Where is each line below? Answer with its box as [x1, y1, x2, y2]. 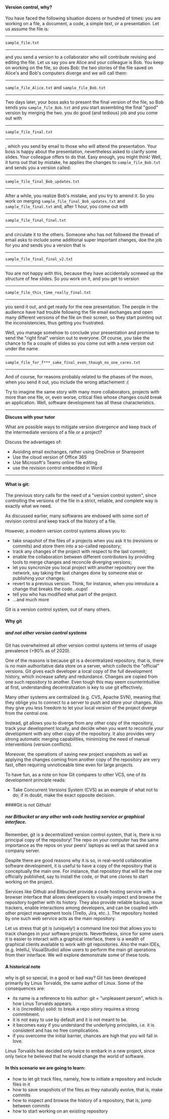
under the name [5, 346, 39, 352]
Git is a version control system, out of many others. [5, 606, 111, 612]
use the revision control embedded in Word [12, 465, 102, 471]
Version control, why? [5, 4, 52, 10]
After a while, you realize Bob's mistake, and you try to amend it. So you [5, 193, 154, 199]
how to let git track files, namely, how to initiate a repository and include [12, 1076, 162, 1082]
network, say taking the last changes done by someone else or [12, 570, 143, 576]
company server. [5, 848, 40, 854]
